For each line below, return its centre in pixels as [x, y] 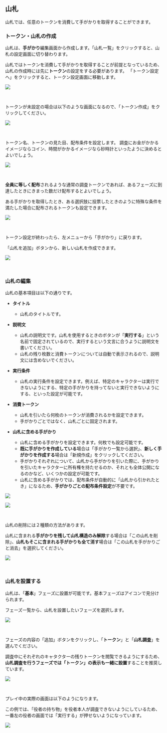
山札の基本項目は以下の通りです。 [40, 293]
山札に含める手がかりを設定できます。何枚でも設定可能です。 [83, 442]
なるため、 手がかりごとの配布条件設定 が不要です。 [85, 486]
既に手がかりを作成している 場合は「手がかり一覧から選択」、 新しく [89, 449]
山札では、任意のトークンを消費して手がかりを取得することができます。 [79, 22]
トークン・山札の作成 [31, 36]
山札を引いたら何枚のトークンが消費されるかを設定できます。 [83, 415]
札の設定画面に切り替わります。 [38, 54]
